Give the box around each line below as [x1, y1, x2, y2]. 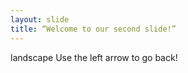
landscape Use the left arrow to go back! [10, 51, 178, 63]
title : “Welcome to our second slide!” [10, 24, 177, 34]
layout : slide [10, 14, 70, 25]
